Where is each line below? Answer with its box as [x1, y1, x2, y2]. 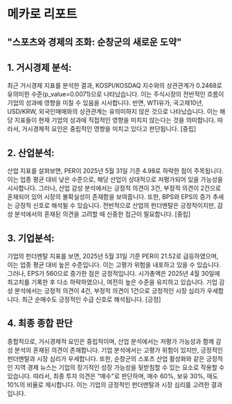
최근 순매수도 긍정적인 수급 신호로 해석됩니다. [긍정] [21, 295, 161, 304]
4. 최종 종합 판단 [7, 317, 73, 329]
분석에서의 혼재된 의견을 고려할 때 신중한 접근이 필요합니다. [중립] [14, 210, 191, 218]
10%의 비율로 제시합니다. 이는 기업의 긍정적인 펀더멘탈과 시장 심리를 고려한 [7, 380, 210, 389]
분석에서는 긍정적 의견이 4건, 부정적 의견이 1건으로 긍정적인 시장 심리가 [14, 287, 206, 295]
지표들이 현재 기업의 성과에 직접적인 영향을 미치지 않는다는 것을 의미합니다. [14, 116, 216, 125]
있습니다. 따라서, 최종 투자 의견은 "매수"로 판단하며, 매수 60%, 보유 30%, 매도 [7, 371, 218, 380]
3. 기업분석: [7, 232, 55, 244]
